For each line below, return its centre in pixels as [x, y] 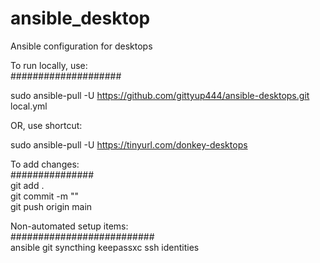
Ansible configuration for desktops [81, 46]
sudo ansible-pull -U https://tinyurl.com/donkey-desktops [129, 144]
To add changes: [45, 164]
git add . [27, 185]
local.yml [29, 106]
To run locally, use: [49, 65]
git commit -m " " [45, 196]
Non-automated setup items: [69, 226]
